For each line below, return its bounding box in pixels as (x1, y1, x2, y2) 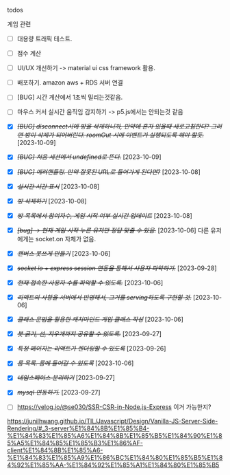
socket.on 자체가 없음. (35, 234, 97, 243)
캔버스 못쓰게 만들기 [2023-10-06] (16, 249, 111, 257)
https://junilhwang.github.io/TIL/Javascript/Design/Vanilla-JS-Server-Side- (7, 417, 218, 425)
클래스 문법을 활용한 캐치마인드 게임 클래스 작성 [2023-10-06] (16, 316, 183, 324)
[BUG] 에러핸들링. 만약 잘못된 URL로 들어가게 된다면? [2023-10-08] (16, 168, 201, 176)
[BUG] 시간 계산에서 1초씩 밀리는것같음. (16, 93, 123, 102)
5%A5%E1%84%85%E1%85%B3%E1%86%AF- (7, 439, 144, 447)
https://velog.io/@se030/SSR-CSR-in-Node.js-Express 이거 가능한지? (16, 403, 212, 411)
